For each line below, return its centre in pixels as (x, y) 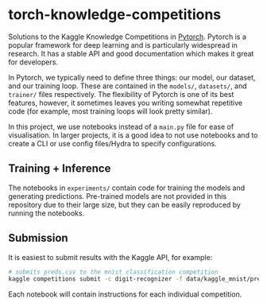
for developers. (33, 62)
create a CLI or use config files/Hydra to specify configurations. (112, 143)
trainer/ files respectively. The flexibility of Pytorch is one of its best (121, 94)
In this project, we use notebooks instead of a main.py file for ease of (121, 126)
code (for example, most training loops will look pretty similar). (110, 111)
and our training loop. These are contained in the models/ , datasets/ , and (128, 86)
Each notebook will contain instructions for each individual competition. (125, 294)
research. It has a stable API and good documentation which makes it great (131, 53)
